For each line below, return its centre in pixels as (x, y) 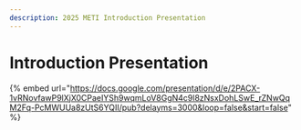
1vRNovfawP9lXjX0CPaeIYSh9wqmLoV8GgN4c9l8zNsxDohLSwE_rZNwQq (150, 97)
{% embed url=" (40, 88)
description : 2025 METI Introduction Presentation (108, 18)
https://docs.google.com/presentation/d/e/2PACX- (165, 88)
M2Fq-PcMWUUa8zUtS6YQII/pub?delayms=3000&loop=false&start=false (149, 107)
